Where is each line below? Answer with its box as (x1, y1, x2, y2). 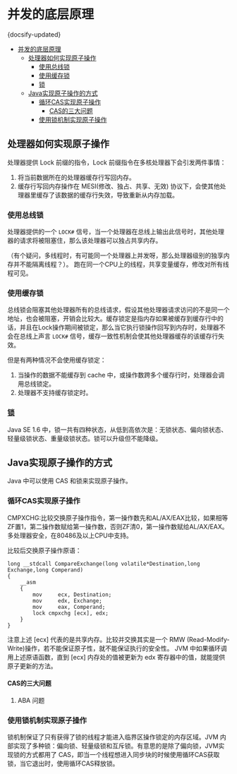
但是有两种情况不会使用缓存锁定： (7, 356, 107, 364)
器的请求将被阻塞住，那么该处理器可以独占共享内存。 (7, 236, 162, 245)
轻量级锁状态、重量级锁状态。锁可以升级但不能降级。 (7, 434, 162, 442)
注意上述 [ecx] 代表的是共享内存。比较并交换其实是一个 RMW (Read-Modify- (7, 635, 230, 643)
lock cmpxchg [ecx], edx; (32, 610, 109, 617)
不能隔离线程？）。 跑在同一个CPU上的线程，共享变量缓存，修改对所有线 (19, 260, 229, 269)
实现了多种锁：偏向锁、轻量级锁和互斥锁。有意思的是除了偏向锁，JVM (13, 742, 219, 750)
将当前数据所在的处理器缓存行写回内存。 (17, 173, 135, 181)
